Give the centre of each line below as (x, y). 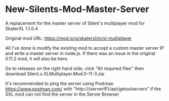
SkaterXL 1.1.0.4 (22, 28)
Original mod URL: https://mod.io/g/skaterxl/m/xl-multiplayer (69, 38)
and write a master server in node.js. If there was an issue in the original (80, 53)
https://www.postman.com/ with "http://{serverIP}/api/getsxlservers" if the (83, 88)
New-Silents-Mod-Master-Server (77, 9)
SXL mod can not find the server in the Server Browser (62, 94)
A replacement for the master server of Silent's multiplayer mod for (75, 23)
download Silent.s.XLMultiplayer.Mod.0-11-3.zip (55, 73)
